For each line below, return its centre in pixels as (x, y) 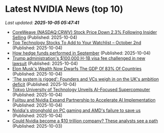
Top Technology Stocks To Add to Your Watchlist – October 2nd (77, 42)
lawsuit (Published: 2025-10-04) (45, 63)
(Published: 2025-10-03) (37, 126)
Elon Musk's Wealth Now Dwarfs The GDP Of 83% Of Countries (77, 68)
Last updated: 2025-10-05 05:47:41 (42, 23)
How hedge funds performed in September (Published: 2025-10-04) (81, 53)
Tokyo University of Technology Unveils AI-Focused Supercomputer (81, 89)
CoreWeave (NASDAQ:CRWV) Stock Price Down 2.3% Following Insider (84, 32)
